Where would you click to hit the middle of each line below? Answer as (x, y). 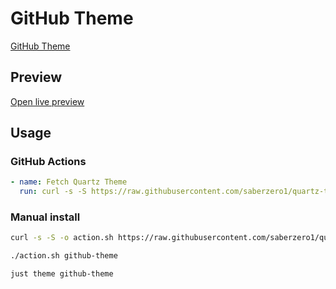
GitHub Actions (48, 162)
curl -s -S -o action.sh (62, 238)
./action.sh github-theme (64, 256)
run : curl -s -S (53, 192)
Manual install (45, 217)
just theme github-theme (62, 274)
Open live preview (47, 101)
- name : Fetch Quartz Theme (69, 182)
